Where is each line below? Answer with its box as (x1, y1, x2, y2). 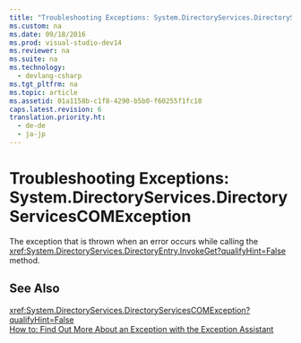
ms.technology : (9, 64, 66, 73)
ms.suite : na (9, 55, 58, 64)
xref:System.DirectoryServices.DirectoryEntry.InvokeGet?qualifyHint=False (9, 245, 287, 256)
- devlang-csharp (17, 72, 82, 81)
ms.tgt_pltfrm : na (9, 80, 78, 89)
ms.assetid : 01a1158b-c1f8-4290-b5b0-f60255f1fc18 (9, 96, 202, 106)
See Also (9, 281, 60, 296)
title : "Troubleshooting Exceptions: (9, 13, 150, 22)
